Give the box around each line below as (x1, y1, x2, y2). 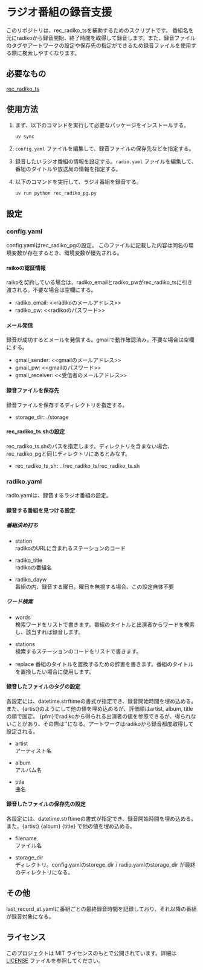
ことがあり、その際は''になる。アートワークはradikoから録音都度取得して (11, 720, 194, 727)
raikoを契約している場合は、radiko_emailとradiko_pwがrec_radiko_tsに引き (6, 279, 193, 286)
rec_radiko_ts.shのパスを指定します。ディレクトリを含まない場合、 (6, 442, 173, 450)
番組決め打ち (6, 522, 38, 529)
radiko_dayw (14, 575, 47, 583)
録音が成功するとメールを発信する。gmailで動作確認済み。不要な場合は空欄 (6, 336, 195, 343)
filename (14, 835, 37, 842)
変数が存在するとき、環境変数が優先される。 (11, 249, 123, 256)
